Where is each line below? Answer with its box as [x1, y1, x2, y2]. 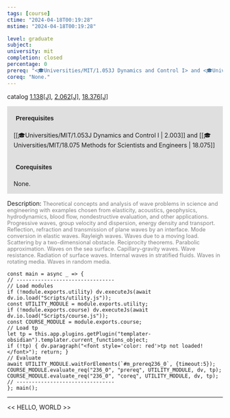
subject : [7, 42, 32, 49]
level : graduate [7, 35, 53, 42]
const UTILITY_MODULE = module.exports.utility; [7, 300, 149, 307]
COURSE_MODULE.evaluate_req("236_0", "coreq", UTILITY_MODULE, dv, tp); [7, 372, 219, 380]
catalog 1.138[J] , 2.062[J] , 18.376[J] [7, 92, 108, 100]
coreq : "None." [7, 73, 51, 80]
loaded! [181, 342, 204, 349]
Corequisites [16, 163, 53, 171]
